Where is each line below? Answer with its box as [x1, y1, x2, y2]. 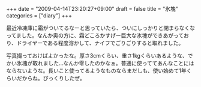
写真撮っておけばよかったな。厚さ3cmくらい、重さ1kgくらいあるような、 [6, 52, 188, 59]
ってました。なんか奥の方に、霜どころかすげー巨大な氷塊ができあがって [6, 32, 184, 39]
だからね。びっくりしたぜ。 [16, 74, 85, 82]
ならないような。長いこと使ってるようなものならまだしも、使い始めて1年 [6, 67, 187, 74]
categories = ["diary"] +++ [6, 12, 73, 19]
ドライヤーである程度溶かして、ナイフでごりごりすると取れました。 [16, 40, 184, 46]
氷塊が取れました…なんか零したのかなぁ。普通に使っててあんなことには [16, 59, 194, 67]
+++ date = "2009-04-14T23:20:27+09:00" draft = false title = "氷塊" [6, 5, 178, 12]
